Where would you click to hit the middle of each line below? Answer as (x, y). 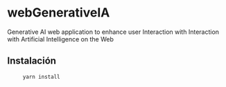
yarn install (41, 77)
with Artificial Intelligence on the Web (61, 39)
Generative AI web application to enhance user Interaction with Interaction (113, 32)
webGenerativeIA (59, 13)
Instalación (32, 61)
